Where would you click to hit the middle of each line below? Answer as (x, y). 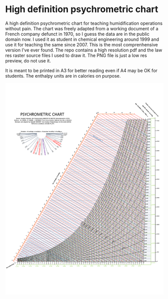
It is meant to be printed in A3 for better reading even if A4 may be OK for (81, 70)
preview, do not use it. (28, 61)
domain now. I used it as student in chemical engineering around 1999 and (82, 39)
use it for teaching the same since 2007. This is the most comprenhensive (82, 44)
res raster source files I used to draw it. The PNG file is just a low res (76, 55)
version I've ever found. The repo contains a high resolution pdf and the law (84, 50)
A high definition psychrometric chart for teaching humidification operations (84, 23)
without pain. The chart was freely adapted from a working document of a (82, 28)
